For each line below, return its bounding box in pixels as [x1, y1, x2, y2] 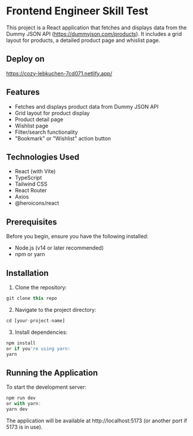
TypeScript [14, 174, 42, 182]
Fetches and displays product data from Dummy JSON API [14, 103, 159, 110]
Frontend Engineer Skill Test [6, 4, 149, 18]
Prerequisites [6, 217, 57, 227]
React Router [14, 187, 47, 194]
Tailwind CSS [14, 180, 48, 188]
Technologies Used [6, 152, 79, 162]
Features [6, 87, 40, 97]
